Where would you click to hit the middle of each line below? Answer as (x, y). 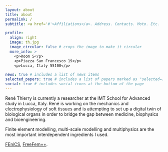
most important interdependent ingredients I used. (57, 134)
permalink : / (19, 19)
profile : (14, 33)
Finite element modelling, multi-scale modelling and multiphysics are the (80, 129)
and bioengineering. (26, 119)
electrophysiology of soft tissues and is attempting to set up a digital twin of (83, 109)
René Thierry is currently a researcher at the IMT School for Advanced (78, 98)
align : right (23, 38)
